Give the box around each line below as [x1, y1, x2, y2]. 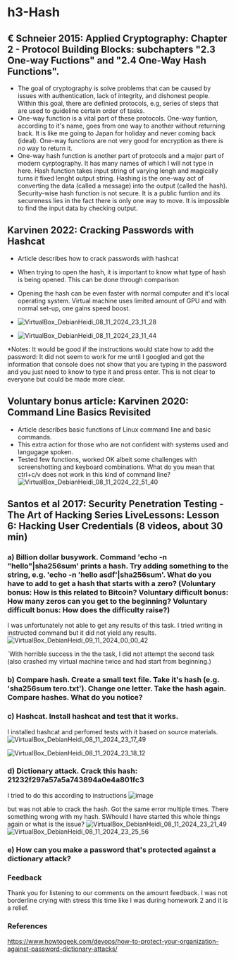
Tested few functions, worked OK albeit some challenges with [17, 455, 197, 463]
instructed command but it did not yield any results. [7, 628, 157, 637]
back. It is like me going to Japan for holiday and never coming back [17, 129, 216, 138]
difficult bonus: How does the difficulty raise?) [7, 604, 170, 614]
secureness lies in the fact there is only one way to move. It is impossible [17, 197, 230, 205]
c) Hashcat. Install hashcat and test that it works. [7, 712, 179, 722]
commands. [17, 432, 52, 441]
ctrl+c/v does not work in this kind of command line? [17, 470, 171, 478]
